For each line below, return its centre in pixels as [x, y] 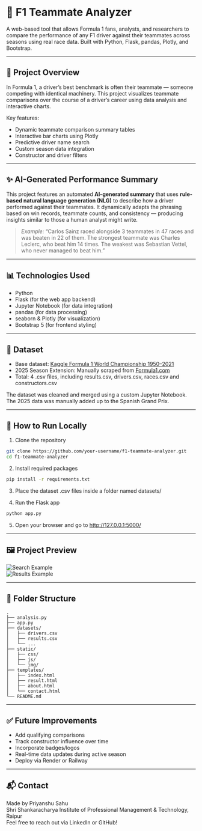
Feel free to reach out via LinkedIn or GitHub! [62, 822]
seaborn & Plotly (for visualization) [57, 318]
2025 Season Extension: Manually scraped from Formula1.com [92, 370]
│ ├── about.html [31, 686]
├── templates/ [25, 670]
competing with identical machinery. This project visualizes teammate [93, 93]
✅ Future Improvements [52, 720]
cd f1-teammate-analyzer [37, 457]
